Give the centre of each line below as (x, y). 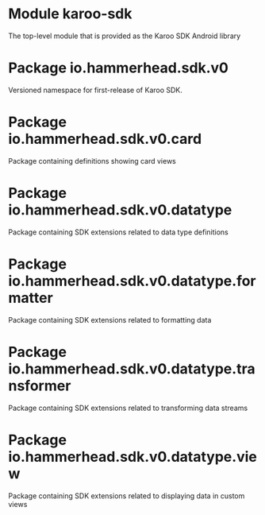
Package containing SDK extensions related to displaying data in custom (127, 496)
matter (31, 298)
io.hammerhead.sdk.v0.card (105, 139)
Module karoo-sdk (70, 14)
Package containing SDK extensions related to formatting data (110, 319)
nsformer (40, 385)
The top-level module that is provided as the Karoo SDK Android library (125, 36)
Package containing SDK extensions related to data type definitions (118, 232)
